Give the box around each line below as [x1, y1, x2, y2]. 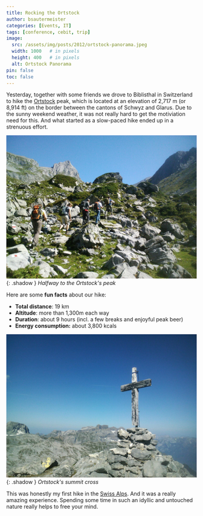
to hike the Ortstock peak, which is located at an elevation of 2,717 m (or [6, 98, 186, 105]
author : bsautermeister [6, 16, 66, 22]
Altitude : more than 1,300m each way [14, 309, 110, 317]
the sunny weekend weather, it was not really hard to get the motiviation [6, 110, 186, 118]
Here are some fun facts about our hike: [6, 291, 107, 298]
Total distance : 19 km [14, 303, 69, 310]
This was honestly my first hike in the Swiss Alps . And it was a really [6, 490, 176, 497]
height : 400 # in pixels [11, 55, 80, 61]
